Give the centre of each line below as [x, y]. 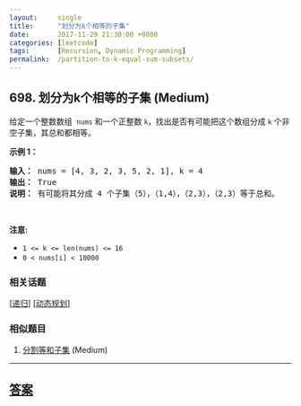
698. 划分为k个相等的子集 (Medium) [110, 98]
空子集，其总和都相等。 [52, 132]
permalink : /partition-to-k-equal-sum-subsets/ [102, 59]
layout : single [46, 18]
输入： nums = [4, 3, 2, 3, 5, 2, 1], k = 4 [106, 171]
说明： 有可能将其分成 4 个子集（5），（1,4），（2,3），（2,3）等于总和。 [145, 193]
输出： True [33, 182]
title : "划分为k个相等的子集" [69, 26]
